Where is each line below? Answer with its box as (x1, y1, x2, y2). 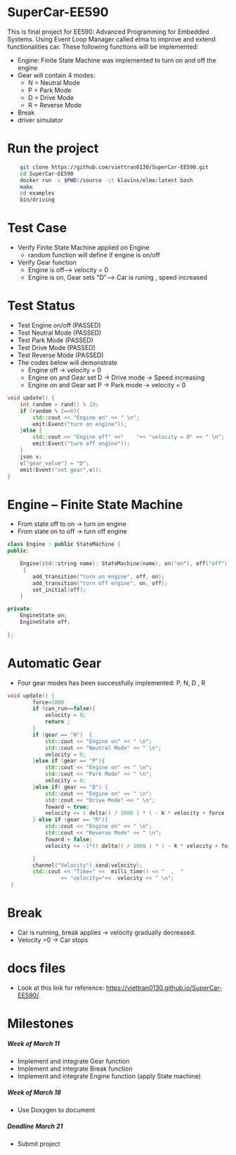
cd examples (20, 190, 55, 197)
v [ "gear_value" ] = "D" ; (20, 460, 90, 467)
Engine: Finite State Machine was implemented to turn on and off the (17, 56, 216, 64)
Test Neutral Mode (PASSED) (17, 328, 102, 337)
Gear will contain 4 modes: (17, 71, 96, 79)
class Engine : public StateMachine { (7, 541, 121, 548)
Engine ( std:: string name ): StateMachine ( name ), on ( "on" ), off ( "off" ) (20, 560, 228, 567)
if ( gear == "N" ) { (32, 731, 93, 738)
